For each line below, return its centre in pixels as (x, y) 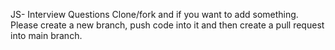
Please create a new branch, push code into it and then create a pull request (167, 25)
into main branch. (46, 35)
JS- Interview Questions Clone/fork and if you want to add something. (154, 14)
